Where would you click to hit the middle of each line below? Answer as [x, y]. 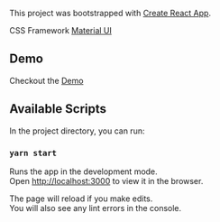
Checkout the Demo [46, 80]
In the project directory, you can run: [77, 131]
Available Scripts [58, 109]
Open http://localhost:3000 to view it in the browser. [106, 180]
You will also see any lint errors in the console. [96, 208]
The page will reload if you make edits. [81, 199]
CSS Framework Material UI [61, 30]
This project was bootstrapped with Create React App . [110, 13]
